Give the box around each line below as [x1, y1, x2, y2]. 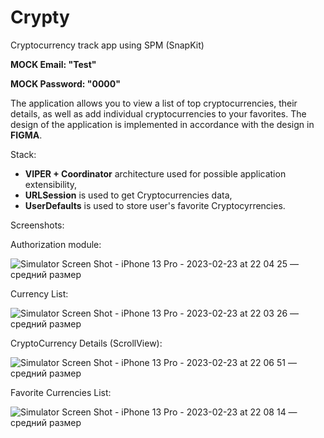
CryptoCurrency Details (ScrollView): [10, 337, 163, 349]
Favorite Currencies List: [10, 386, 112, 398]
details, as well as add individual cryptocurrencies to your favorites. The [10, 107, 307, 120]
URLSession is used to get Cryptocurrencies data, [24, 189, 233, 201]
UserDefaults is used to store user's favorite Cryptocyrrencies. [24, 199, 286, 211]
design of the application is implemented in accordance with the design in [10, 118, 315, 130]
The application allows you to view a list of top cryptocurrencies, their [10, 97, 298, 109]
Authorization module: [10, 238, 102, 250]
